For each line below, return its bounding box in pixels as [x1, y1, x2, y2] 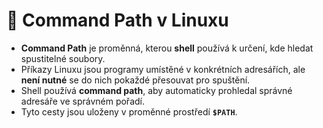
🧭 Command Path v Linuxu [6, 9, 229, 32]
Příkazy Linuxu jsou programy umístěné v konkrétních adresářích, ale [20, 63, 306, 75]
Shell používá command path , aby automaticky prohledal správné [20, 84, 293, 96]
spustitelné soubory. [20, 52, 106, 64]
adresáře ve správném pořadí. [20, 95, 145, 107]
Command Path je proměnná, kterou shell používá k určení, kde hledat [20, 42, 314, 54]
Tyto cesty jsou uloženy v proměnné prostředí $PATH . [20, 105, 238, 118]
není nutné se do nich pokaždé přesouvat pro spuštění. [20, 74, 251, 86]
